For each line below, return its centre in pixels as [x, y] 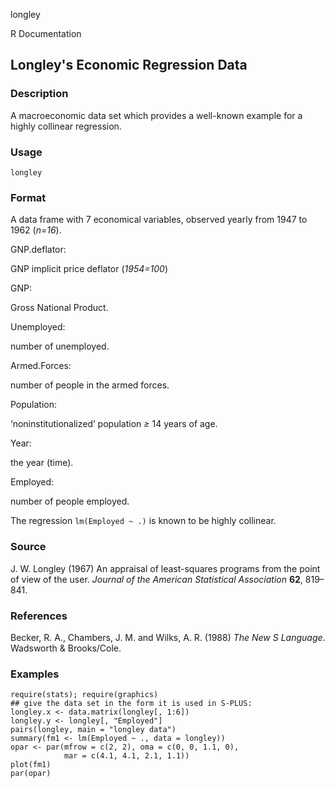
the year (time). [42, 463]
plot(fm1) [31, 765]
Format [28, 197]
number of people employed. [70, 501]
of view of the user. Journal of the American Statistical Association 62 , [156, 579]
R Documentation [46, 33]
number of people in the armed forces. [90, 385]
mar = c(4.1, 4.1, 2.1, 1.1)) [126, 756]
